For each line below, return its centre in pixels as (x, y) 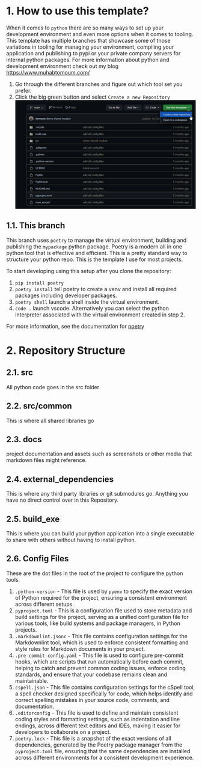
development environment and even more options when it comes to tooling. (100, 34)
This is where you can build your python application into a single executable (100, 533)
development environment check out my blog (63, 66)
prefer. (23, 90)
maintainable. (32, 680)
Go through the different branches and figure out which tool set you (99, 84)
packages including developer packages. (66, 295)
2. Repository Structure (66, 350)
